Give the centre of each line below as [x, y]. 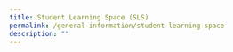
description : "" [39, 33]
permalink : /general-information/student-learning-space [117, 26]
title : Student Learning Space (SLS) [79, 17]
